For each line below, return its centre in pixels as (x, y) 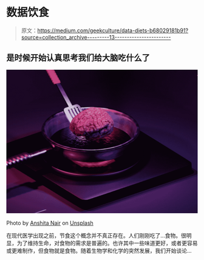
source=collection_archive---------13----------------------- (96, 37)
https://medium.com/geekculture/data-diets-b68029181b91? (113, 30)
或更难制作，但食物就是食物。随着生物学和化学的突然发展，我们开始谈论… (99, 250)
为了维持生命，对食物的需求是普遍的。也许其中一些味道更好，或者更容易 (107, 243)
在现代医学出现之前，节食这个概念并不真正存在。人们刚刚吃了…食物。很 (97, 235)
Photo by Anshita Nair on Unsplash (50, 223)
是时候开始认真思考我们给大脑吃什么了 (78, 58)
